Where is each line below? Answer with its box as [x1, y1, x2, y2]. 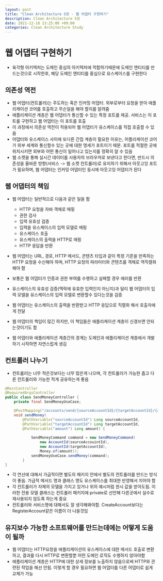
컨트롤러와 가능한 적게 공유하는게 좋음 [17, 376, 89, 382]
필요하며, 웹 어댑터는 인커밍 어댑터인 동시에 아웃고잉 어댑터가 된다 [17, 166, 142, 172]
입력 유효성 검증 [19, 218, 49, 224]
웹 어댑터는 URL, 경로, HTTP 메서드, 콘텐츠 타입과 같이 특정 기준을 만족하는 [12, 253, 154, 258]
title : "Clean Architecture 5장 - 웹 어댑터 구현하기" [5, 12, 109, 16]
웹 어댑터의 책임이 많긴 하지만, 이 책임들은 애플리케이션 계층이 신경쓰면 [12, 318, 146, 324]
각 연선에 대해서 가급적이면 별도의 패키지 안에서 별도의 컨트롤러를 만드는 [12, 471, 148, 478]
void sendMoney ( [14, 413, 47, 418]
